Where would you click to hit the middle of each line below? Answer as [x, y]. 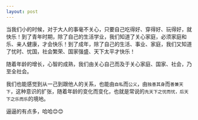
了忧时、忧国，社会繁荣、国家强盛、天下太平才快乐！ [71, 51]
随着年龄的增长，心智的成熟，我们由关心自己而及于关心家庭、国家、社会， [96, 64]
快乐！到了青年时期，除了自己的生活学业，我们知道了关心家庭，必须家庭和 [96, 37]
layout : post [22, 12]
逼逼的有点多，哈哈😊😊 [35, 111]
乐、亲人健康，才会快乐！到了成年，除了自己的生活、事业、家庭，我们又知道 [99, 44]
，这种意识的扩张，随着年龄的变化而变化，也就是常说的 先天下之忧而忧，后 [97, 91]
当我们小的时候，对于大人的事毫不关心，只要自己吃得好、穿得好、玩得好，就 [99, 29]
